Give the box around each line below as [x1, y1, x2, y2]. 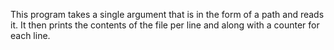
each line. [10, 30, 51, 41]
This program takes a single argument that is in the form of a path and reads [10, 9, 325, 20]
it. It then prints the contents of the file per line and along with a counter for [10, 19, 320, 31]
